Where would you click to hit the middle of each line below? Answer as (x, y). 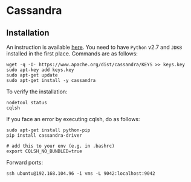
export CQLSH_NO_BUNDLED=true (44, 151)
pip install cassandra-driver (44, 136)
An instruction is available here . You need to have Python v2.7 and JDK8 (94, 47)
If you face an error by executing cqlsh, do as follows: (73, 119)
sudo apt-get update (32, 75)
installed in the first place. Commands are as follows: (72, 54)
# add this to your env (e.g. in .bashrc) (60, 146)
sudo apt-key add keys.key (40, 70)
